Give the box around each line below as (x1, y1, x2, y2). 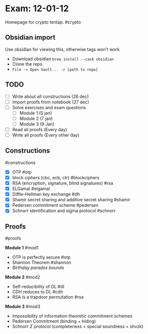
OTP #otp (12, 169, 32, 175)
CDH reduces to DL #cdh (12, 289, 63, 295)
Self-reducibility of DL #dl (12, 284, 65, 289)
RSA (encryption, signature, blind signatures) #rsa (12, 180, 114, 186)
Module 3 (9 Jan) (19, 121, 55, 127)
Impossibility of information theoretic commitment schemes (12, 313, 133, 319)
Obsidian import (5, 33, 55, 42)
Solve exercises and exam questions (12, 104, 86, 110)
